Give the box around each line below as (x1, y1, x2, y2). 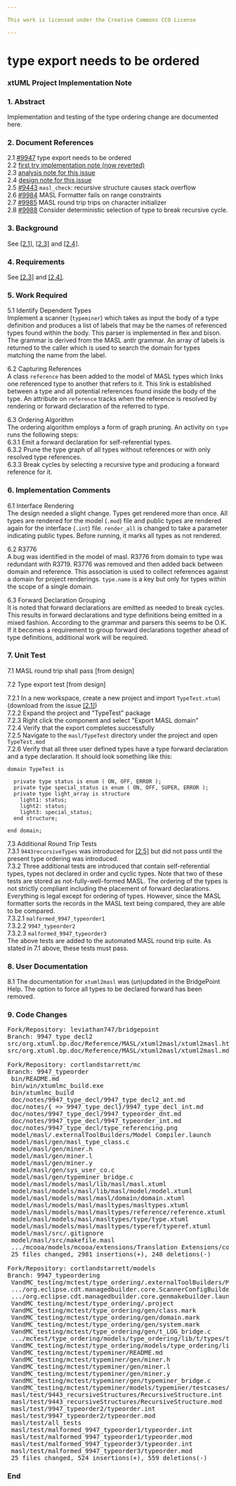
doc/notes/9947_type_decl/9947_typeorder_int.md (11, 1117, 182, 1125)
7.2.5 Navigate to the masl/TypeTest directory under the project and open (7, 731, 218, 739)
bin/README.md (11, 1075, 60, 1083)
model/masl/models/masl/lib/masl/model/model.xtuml (11, 1188, 193, 1195)
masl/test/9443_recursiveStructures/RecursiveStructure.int (11, 1391, 223, 1399)
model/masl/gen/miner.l (11, 1152, 93, 1160)
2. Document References (7, 138, 94, 147)
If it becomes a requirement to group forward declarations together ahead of (7, 626, 229, 634)
